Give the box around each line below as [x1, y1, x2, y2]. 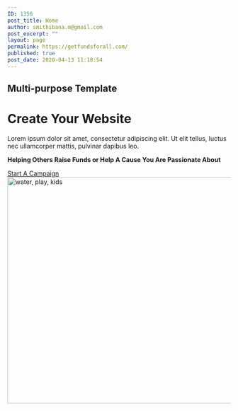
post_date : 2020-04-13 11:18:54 [7, 57, 103, 64]
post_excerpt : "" [7, 30, 59, 37]
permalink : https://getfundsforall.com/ [7, 43, 129, 50]
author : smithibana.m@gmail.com [7, 23, 103, 30]
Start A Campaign [7, 169, 59, 178]
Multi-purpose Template [7, 83, 118, 95]
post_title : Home [7, 17, 59, 24]
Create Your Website [7, 111, 132, 127]
